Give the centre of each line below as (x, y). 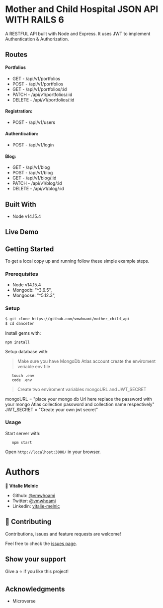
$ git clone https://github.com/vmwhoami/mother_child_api (68, 319)
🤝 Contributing (28, 522)
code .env (22, 380)
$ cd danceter (20, 323)
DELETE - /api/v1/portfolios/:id (43, 100)
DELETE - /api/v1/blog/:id (38, 189)
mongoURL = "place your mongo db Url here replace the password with (79, 399)
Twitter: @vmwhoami (34, 501)
